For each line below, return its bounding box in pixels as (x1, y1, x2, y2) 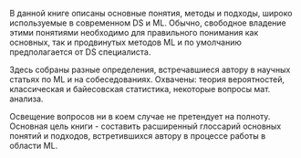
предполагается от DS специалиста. (9, 47, 151, 58)
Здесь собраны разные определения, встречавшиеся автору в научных (9, 64, 291, 75)
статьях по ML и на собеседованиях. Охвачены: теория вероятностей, (9, 74, 285, 85)
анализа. (9, 93, 44, 104)
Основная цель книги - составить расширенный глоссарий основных (9, 121, 282, 132)
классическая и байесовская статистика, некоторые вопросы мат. (9, 84, 271, 94)
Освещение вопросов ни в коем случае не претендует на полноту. (9, 111, 271, 121)
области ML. (9, 141, 58, 151)
